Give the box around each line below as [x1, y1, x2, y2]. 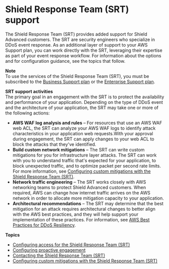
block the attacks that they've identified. [12, 141, 97, 147]
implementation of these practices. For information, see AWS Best [12, 216, 150, 222]
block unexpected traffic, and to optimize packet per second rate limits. [12, 163, 161, 169]
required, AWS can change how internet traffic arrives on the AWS [12, 189, 150, 196]
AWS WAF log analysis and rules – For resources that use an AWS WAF [12, 120, 162, 126]
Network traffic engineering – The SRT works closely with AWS [12, 179, 146, 185]
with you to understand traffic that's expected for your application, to [12, 157, 156, 163]
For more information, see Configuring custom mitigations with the [12, 168, 151, 174]
